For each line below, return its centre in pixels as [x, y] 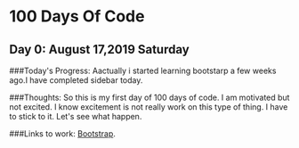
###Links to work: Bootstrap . [62, 134]
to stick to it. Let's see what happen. [76, 116]
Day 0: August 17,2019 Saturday [99, 49]
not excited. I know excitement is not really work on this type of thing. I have [149, 107]
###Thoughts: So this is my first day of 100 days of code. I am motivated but [149, 97]
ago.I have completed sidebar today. [76, 80]
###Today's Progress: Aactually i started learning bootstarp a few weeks [143, 70]
